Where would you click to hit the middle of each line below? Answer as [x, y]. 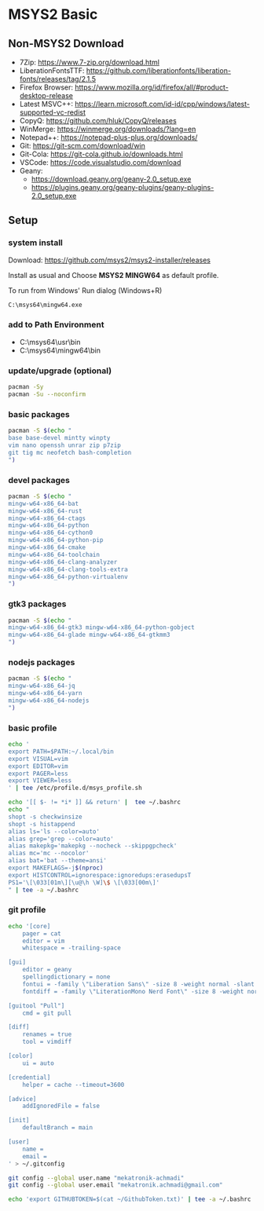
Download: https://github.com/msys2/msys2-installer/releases [109, 260]
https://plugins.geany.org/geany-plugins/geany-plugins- [123, 187]
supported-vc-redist [53, 112]
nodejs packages [42, 662]
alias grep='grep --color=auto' [61, 839]
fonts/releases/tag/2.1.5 [58, 79]
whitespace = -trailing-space [72, 948]
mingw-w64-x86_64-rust [45, 511]
